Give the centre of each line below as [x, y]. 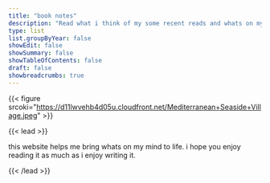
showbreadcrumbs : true [46, 75]
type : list [27, 31]
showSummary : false [41, 53]
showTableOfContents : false [55, 61]
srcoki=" [22, 107]
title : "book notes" [43, 16]
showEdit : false [35, 46]
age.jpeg [23, 115]
